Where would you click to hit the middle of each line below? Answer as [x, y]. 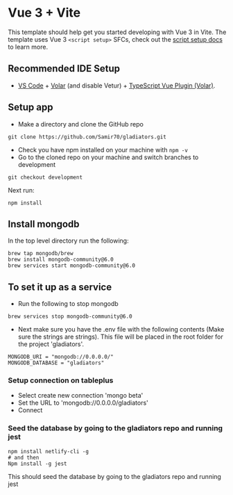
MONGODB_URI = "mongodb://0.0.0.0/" [61, 357]
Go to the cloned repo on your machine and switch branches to [108, 157]
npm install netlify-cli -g [49, 451]
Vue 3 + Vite [44, 13]
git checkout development [45, 177]
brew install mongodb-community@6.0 [61, 260]
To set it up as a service [60, 287]
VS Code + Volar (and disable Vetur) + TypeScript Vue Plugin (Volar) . [116, 86]
